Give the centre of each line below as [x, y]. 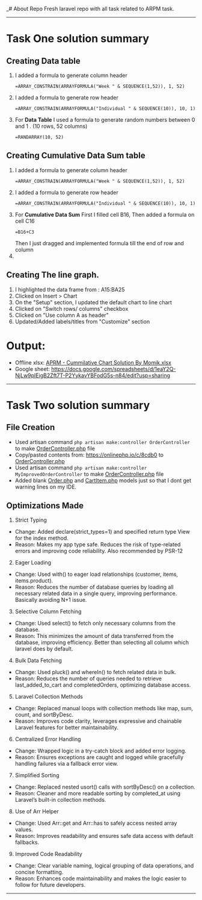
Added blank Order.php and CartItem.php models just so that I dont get [103, 480]
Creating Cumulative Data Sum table [76, 156]
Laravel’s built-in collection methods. [60, 800]
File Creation [31, 427]
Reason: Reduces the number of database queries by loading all [94, 587]
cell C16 [25, 221]
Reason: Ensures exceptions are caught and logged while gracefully [99, 757]
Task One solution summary [78, 39]
